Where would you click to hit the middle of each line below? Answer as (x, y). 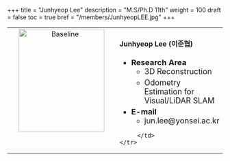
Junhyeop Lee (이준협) (156, 44)
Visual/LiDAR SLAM (179, 100)
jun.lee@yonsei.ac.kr (182, 121)
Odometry (163, 83)
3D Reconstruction (178, 71)
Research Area (159, 62)
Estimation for (169, 91)
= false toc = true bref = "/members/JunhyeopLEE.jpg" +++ (91, 17)
